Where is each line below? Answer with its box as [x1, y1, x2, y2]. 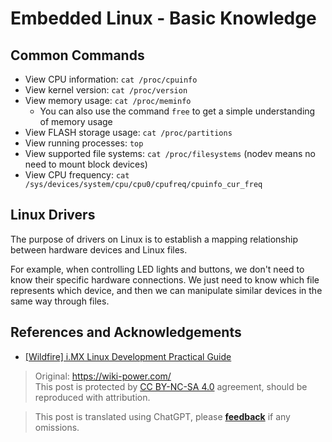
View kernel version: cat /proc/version [24, 84, 188, 96]
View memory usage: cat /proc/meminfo [24, 95, 192, 106]
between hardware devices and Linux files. [10, 243, 188, 256]
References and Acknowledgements [10, 324, 242, 341]
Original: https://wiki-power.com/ [34, 370, 172, 382]
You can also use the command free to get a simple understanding [39, 105, 316, 117]
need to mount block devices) [24, 158, 148, 170]
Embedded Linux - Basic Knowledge [10, 7, 317, 30]
